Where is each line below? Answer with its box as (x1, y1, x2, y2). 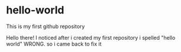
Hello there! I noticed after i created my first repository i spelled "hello (6, 34, 176, 41)
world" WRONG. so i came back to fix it (6, 40, 102, 47)
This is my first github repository (6, 23, 85, 30)
